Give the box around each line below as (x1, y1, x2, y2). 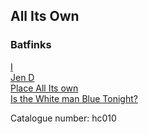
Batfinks (10, 38, 52, 52)
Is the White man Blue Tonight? (10, 92, 138, 104)
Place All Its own (10, 82, 79, 94)
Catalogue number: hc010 (10, 112, 117, 124)
